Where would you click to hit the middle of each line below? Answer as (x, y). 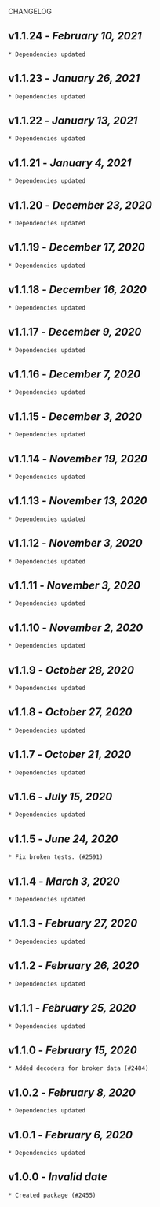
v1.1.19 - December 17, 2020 (76, 247)
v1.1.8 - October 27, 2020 (70, 712)
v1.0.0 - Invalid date (58, 1177)
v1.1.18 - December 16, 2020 (78, 290)
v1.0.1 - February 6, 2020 (71, 1135)
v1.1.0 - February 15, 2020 (73, 1050)
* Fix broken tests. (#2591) (56, 857)
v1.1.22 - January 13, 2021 (73, 121)
